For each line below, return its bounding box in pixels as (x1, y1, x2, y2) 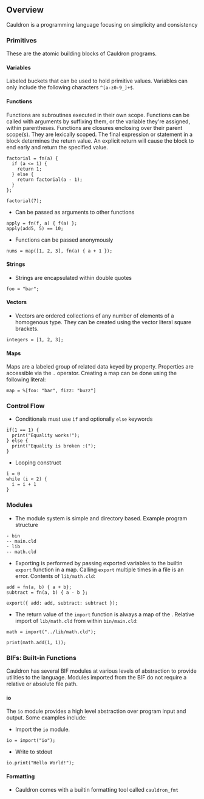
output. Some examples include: (6, 714, 87, 721)
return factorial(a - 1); (17, 176, 83, 183)
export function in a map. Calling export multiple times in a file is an (15, 566, 184, 573)
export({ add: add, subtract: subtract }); (6, 600, 118, 606)
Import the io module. (15, 726, 70, 733)
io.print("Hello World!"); (6, 760, 75, 766)
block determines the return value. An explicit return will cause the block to (6, 137, 194, 144)
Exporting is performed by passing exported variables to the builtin (15, 559, 183, 566)
